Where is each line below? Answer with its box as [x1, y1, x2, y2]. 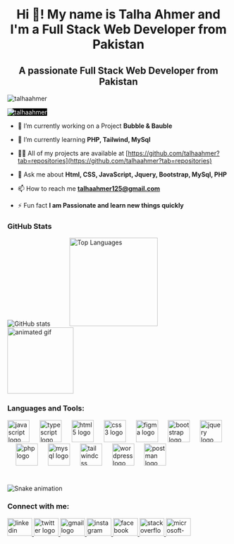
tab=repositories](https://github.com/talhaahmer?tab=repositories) [17, 157, 213, 165]
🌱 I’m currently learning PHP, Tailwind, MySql [17, 136, 151, 143]
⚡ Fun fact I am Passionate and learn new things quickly [17, 201, 185, 209]
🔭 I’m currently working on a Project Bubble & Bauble [17, 122, 173, 130]
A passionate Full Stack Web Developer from [18, 64, 218, 76]
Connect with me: [7, 502, 70, 512]
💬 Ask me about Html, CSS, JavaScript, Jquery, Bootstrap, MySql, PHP [17, 170, 228, 179]
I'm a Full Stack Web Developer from [10, 21, 227, 37]
